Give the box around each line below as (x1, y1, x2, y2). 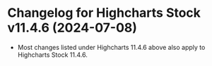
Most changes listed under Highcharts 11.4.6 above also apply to (17, 43, 206, 51)
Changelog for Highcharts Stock (7, 5, 201, 21)
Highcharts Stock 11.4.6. (17, 51, 88, 59)
